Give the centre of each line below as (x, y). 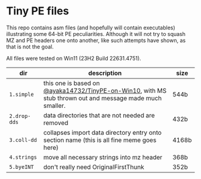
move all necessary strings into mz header (103, 157)
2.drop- (20, 116)
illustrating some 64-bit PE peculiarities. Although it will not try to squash (96, 34)
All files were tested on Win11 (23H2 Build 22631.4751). (74, 58)
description (105, 73)
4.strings (23, 157)
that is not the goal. (30, 47)
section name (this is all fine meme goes (100, 140)
